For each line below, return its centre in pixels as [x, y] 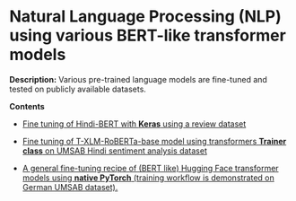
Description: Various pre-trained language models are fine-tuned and [138, 79]
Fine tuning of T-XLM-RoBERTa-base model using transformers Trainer [154, 141]
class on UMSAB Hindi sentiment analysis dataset [115, 151]
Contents [27, 106]
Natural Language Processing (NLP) [145, 17]
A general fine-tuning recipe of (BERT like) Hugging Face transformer [151, 168]
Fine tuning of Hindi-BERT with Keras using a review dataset [134, 124]
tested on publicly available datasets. [78, 89]
